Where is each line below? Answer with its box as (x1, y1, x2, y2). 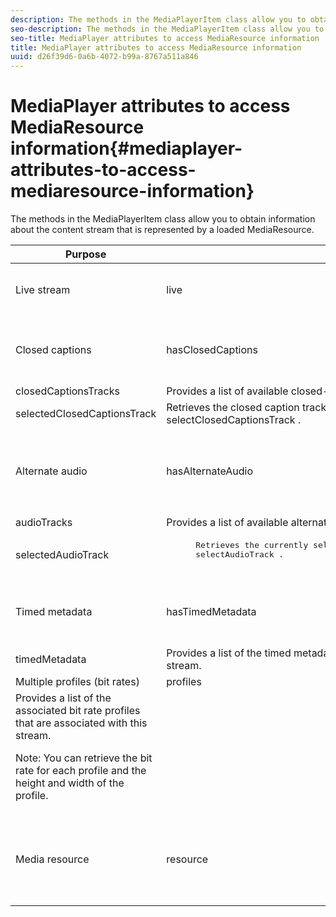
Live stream (15, 283, 71, 297)
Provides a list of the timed (166, 646, 292, 660)
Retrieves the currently (195, 540, 309, 551)
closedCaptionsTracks (15, 384, 120, 398)
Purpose (64, 247, 107, 261)
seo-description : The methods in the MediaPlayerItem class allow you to (10, 24, 325, 34)
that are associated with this (15, 716, 148, 730)
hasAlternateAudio (166, 464, 254, 478)
